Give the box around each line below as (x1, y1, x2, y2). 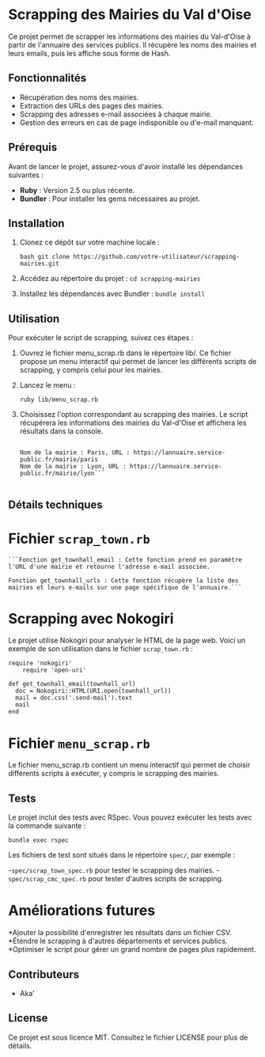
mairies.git (19, 260, 59, 268)
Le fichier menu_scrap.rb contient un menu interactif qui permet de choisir (8, 760, 251, 770)
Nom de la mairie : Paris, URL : (19, 449, 131, 457)
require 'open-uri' (22, 666, 87, 674)
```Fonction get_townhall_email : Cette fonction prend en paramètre (8, 555, 243, 563)
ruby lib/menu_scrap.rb (19, 396, 99, 404)
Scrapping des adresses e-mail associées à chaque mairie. (19, 109, 213, 119)
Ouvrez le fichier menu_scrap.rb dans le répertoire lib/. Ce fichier (19, 348, 232, 358)
